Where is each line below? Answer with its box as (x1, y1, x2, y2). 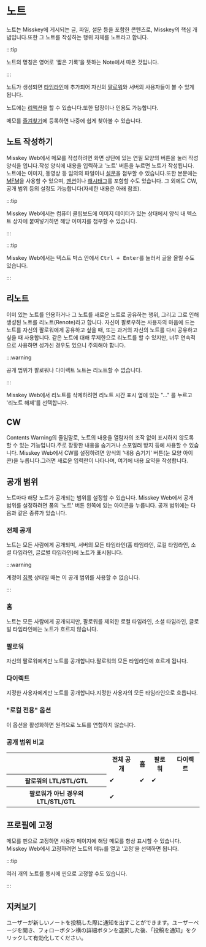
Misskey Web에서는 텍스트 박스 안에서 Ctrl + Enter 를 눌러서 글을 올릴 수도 (6, 254, 195, 261)
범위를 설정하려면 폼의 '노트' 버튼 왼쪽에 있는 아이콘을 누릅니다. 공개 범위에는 (6, 502, 189, 509)
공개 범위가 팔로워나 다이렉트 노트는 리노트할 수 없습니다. (6, 366, 142, 373)
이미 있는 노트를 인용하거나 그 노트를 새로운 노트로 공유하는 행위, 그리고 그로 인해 (6, 311, 199, 318)
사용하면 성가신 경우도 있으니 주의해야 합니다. (17, 341, 126, 349)
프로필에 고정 (6, 820, 53, 830)
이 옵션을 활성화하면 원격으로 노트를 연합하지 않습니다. (6, 721, 136, 728)
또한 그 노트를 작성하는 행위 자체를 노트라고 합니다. (27, 33, 149, 40)
